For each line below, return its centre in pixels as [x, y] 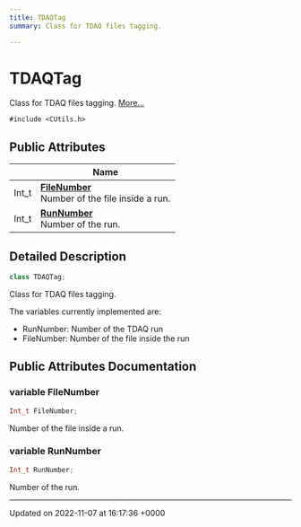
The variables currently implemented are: [85, 312]
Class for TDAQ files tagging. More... [77, 103]
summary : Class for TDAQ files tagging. [86, 26]
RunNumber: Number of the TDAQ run [93, 329]
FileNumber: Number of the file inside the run [106, 338]
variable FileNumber [55, 392]
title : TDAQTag [38, 18]
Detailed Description [68, 256]
